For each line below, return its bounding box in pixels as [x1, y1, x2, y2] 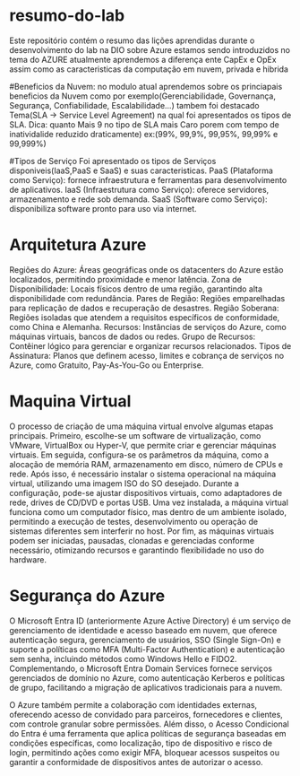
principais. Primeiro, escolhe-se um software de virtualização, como [9, 430, 261, 440]
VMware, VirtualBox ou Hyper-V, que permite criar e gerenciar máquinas [9, 440, 277, 450]
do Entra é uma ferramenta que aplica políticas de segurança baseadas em [9, 728, 287, 738]
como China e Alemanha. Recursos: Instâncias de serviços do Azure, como [9, 321, 287, 332]
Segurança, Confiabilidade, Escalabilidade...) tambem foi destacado [9, 100, 260, 110]
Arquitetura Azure [9, 235, 147, 256]
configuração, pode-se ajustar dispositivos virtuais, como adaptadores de [9, 487, 283, 498]
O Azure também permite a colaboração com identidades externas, [9, 699, 258, 710]
